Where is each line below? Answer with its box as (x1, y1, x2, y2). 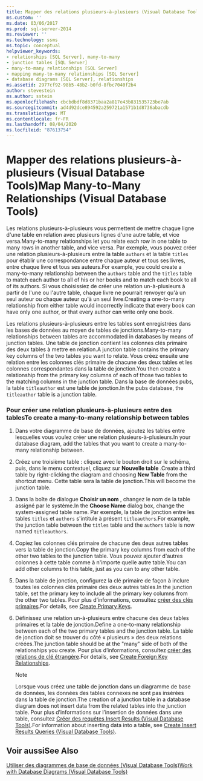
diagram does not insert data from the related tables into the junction (14, 702, 187, 710)
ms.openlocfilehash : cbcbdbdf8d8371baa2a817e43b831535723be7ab (6, 99, 169, 105)
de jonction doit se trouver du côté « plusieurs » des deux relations (14, 634, 182, 641)
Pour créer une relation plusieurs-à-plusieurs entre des (6, 406, 172, 414)
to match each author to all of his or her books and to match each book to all (6, 276, 196, 283)
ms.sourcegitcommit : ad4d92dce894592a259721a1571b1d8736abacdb (6, 104, 169, 111)
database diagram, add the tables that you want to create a (14, 440, 163, 447)
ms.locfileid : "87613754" (6, 127, 71, 133)
